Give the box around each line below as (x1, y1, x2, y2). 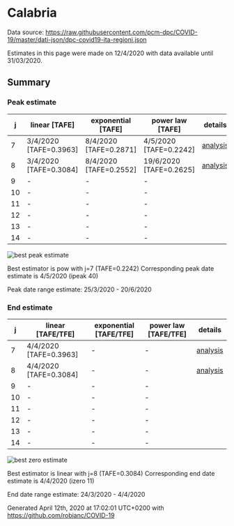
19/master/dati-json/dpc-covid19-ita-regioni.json (7, 35, 148, 43)
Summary (7, 77, 51, 89)
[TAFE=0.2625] (143, 165, 196, 174)
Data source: (7, 28, 44, 36)
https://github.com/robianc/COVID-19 (7, 511, 115, 519)
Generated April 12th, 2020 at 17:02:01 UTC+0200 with (7, 504, 165, 512)
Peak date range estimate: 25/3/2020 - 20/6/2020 (7, 285, 152, 294)
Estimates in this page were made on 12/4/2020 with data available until (7, 49, 214, 57)
